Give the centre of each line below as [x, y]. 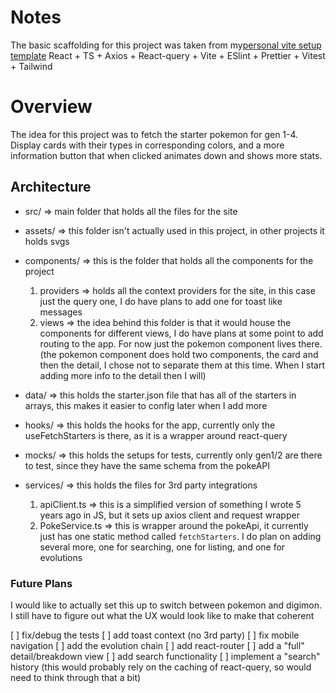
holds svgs [47, 241]
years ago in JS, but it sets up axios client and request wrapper [169, 515]
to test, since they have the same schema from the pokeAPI [147, 465]
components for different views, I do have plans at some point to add [181, 333]
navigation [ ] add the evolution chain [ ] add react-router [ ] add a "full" [157, 645]
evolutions [61, 557]
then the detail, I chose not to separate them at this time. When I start [182, 365]
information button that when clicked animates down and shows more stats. [166, 155]
